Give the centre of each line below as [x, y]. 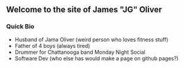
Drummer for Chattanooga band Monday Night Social [80, 52]
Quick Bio [20, 27]
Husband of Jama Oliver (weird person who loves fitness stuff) [91, 39]
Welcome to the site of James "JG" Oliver [84, 10]
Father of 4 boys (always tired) [52, 46]
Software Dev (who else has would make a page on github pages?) [97, 58]
